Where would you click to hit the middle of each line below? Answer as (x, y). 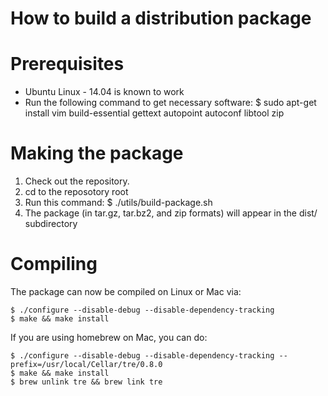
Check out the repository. (77, 181)
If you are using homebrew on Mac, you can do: (109, 337)
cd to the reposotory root (76, 192)
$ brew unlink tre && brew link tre (86, 382)
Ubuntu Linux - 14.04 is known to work (104, 92)
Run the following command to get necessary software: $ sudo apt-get (170, 103)
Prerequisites (67, 64)
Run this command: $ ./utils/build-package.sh (118, 203)
